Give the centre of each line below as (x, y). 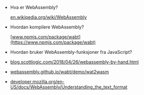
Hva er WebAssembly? (34, 7)
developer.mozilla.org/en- (37, 82)
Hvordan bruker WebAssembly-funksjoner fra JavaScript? (71, 52)
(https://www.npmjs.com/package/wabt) (53, 42)
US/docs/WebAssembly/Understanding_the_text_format (69, 87)
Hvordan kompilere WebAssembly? (47, 27)
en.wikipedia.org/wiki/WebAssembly (48, 17)
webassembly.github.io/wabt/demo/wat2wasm (59, 72)
